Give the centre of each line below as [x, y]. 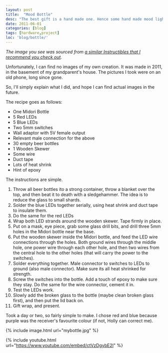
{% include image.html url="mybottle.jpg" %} [52, 330]
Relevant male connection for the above [54, 138]
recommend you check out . [34, 57]
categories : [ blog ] [26, 28]
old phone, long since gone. [34, 77]
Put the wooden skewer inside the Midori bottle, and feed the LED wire [85, 237]
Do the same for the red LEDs [43, 215]
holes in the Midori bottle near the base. [54, 231]
